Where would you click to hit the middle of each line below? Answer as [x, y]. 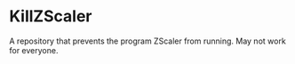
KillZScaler [51, 16]
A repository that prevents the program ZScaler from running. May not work [147, 41]
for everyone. [34, 50]
